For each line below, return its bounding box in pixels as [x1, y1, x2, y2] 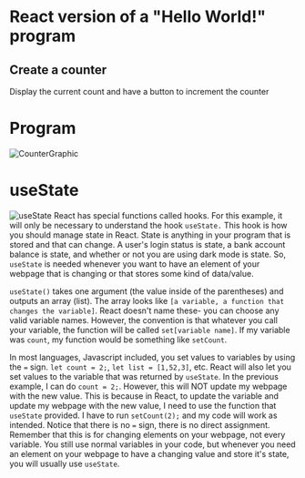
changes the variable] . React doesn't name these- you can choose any [9, 305, 280, 316]
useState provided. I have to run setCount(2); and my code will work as [9, 410, 278, 421]
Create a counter [9, 62, 107, 77]
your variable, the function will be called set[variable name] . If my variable [9, 324, 290, 335]
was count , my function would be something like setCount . [9, 334, 228, 345]
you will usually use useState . [9, 458, 120, 469]
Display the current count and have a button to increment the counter [9, 86, 269, 97]
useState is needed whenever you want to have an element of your [9, 258, 260, 270]
